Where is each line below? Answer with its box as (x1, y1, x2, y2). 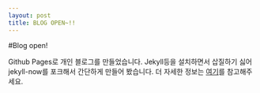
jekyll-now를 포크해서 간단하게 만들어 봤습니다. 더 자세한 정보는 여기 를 (8, 66, 225, 76)
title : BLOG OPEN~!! (8, 19, 77, 27)
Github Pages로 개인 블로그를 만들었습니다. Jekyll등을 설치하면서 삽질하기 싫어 (8, 57, 253, 66)
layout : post (8, 11, 51, 20)
